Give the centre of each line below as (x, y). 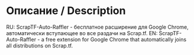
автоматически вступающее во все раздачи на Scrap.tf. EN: (82, 33)
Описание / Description (66, 11)
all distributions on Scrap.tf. (40, 46)
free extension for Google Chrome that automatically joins (116, 39)
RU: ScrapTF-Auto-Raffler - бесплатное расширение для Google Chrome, (98, 27)
